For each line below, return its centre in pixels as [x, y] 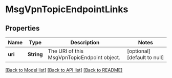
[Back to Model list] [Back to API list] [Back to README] [64, 70]
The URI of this [66, 51]
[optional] [139, 51]
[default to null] [146, 57]
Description [85, 43]
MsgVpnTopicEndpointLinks [67, 9]
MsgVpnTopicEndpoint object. [84, 57]
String [35, 54]
